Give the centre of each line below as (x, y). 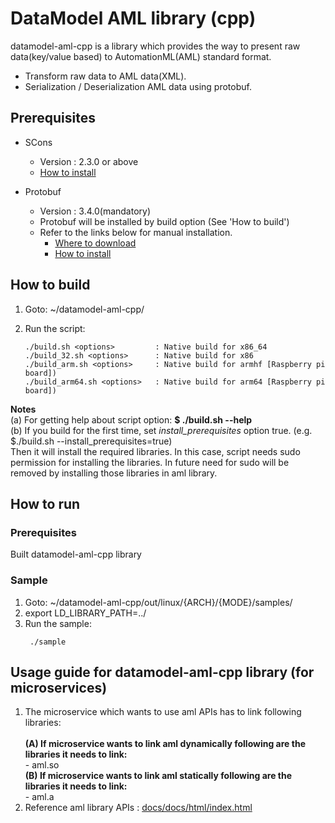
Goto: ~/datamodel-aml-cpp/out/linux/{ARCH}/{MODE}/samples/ (158, 602)
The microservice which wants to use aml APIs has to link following (163, 712)
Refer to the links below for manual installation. (136, 232)
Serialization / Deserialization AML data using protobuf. (138, 86)
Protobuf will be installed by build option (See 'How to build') (164, 221)
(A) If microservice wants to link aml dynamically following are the (165, 744)
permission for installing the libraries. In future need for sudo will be (150, 462)
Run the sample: (58, 623)
